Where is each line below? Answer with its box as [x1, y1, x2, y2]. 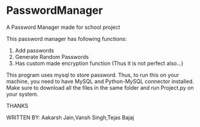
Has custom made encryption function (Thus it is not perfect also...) [14, 60, 184, 67]
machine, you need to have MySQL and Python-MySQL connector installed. [6, 78, 195, 85]
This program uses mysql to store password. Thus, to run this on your [6, 71, 180, 78]
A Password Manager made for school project [6, 23, 120, 31]
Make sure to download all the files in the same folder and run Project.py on [6, 84, 194, 91]
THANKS [6, 102, 28, 109]
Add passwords [14, 46, 54, 54]
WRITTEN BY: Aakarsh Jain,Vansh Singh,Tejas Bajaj [6, 114, 134, 121]
